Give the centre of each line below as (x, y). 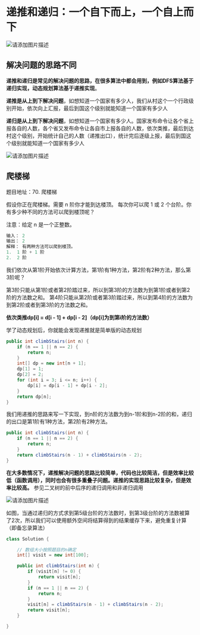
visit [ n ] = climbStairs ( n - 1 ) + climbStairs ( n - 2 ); (96, 605)
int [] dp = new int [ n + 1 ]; (51, 363)
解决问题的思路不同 (41, 65)
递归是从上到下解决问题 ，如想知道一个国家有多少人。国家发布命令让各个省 (97, 121)
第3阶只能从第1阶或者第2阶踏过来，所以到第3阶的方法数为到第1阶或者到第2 (98, 290)
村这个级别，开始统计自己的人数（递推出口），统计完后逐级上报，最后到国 (96, 136)
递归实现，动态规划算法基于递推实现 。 (53, 88)
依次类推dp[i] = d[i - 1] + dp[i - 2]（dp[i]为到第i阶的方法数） (79, 317)
